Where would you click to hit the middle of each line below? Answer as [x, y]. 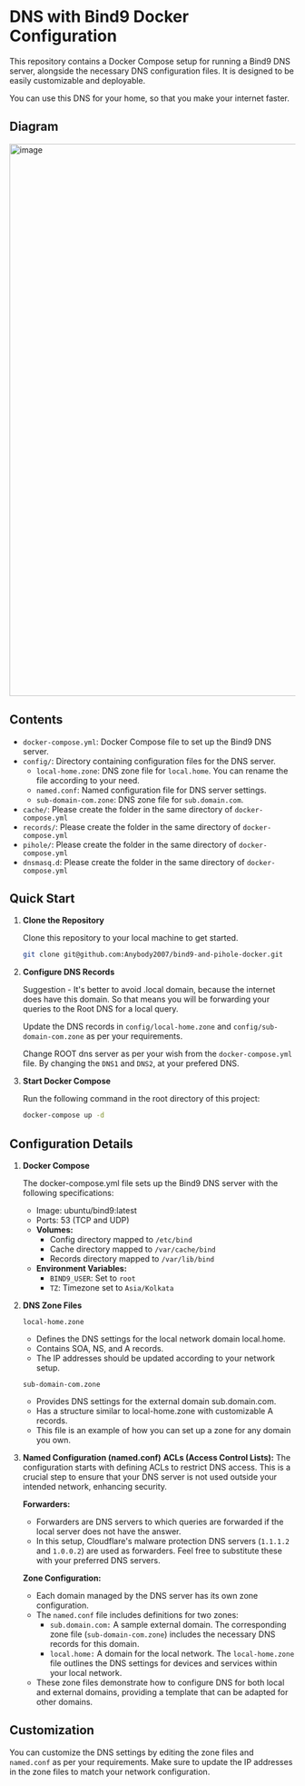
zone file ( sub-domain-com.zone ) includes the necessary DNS [162, 1634]
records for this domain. [94, 1643]
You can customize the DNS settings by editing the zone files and [132, 1752]
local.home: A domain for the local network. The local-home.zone [172, 1653]
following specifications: [68, 1192]
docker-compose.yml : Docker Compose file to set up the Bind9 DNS [147, 742]
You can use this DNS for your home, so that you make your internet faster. [150, 98]
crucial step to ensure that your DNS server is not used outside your [150, 1477]
